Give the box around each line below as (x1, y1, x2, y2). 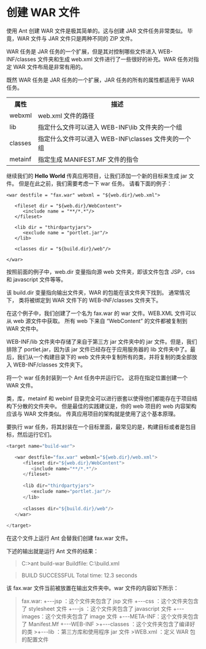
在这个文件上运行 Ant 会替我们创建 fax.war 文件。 (6, 535, 132, 542)
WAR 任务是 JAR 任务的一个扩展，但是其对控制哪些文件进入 (6, 47, 157, 55)
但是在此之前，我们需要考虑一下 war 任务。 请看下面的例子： (18, 179, 173, 187)
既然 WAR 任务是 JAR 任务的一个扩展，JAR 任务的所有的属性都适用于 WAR (6, 76, 194, 84)
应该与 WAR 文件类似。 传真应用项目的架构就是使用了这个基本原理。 (6, 410, 179, 418)
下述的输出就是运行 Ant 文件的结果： (6, 548, 99, 555)
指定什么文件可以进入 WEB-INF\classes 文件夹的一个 (37, 134, 191, 143)
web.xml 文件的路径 (37, 111, 95, 120)
